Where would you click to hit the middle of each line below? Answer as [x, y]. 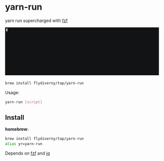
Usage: [12, 93]
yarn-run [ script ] [24, 102]
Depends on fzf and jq [28, 153]
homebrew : [17, 129]
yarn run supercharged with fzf [36, 20]
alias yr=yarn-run [24, 144]
